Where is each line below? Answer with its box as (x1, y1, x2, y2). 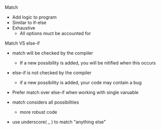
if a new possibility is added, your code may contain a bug (19, 80, 142, 85)
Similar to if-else (12, 20, 47, 25)
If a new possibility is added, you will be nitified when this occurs (19, 60, 156, 66)
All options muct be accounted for (19, 30, 91, 36)
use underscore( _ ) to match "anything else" (12, 119, 106, 125)
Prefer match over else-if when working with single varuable (12, 89, 139, 95)
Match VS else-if (5, 40, 40, 46)
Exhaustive (12, 25, 36, 31)
